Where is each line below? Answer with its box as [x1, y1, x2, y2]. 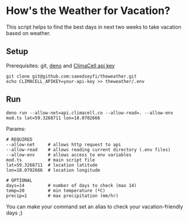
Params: [6, 125, 26, 132]
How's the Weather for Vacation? [6, 4, 170, 18]
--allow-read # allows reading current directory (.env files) [6, 147, 171, 152]
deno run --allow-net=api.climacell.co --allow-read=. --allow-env [6, 110, 174, 116]
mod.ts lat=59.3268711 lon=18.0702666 [6, 115, 100, 121]
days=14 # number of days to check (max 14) [6, 182, 137, 188]
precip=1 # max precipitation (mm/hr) [6, 193, 118, 199]
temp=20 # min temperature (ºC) [6, 188, 106, 193]
